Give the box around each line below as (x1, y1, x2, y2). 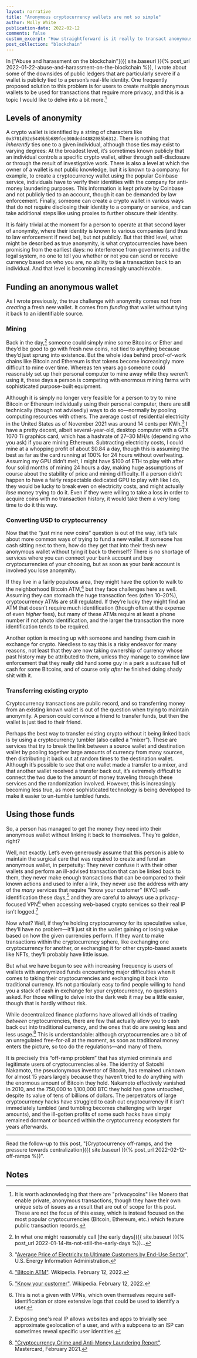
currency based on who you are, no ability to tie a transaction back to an (6, 259, 181, 266)
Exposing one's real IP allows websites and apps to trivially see (14, 1315, 167, 1323)
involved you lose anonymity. (6, 567, 76, 574)
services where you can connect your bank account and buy (6, 554, 153, 561)
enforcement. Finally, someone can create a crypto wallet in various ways (6, 198, 184, 205)
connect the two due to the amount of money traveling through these (6, 774, 173, 781)
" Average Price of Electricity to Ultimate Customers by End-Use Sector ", (14, 1251, 189, 1258)
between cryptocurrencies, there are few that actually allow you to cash (6, 1017, 180, 1024)
